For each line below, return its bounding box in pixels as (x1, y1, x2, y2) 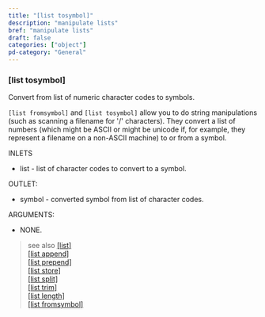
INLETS (8, 148, 33, 158)
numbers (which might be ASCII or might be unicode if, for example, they (8, 124, 246, 135)
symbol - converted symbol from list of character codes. (19, 195, 204, 204)
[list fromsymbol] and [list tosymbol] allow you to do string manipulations (8, 108, 258, 117)
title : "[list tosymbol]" (8, 11, 93, 20)
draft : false (8, 33, 51, 42)
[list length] (27, 291, 65, 301)
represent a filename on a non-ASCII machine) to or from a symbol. (8, 133, 227, 143)
